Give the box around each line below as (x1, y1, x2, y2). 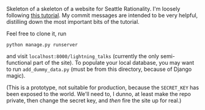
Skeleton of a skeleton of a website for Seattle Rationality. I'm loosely (6, 5, 181, 12)
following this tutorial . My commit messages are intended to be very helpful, (6, 12, 198, 19)
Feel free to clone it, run (6, 30, 67, 37)
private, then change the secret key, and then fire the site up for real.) (6, 97, 182, 104)
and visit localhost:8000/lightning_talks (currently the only (6, 53, 159, 60)
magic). (6, 72, 26, 79)
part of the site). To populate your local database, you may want (32, 59, 195, 66)
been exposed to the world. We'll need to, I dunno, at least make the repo (6, 90, 192, 97)
